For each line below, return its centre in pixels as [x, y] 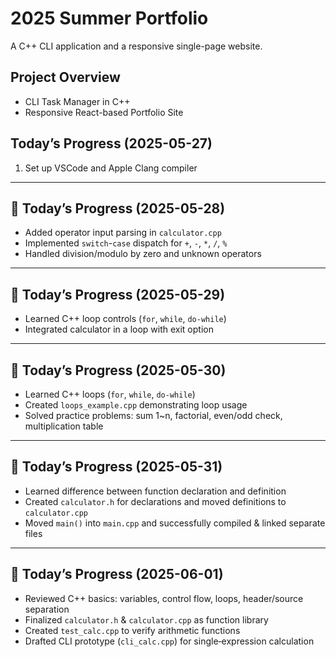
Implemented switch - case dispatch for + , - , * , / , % [126, 243]
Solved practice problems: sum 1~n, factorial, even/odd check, [153, 415]
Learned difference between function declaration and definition [155, 491]
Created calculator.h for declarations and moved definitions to [155, 501]
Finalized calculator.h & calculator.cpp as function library [146, 619]
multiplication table [64, 426]
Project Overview [65, 77]
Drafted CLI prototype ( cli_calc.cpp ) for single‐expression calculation [169, 641]
